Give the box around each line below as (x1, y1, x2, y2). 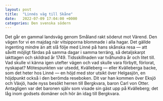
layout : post (5, 7, 32, 12)
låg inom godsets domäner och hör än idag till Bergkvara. (5, 91, 121, 97)
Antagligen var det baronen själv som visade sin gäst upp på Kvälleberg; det (5, 85, 159, 91)
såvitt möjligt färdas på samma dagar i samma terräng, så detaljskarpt (5, 50, 145, 55)
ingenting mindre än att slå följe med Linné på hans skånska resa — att (5, 44, 147, 50)
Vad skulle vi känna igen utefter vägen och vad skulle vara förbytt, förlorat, (5, 60, 155, 66)
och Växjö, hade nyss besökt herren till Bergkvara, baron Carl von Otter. (5, 81, 150, 86)
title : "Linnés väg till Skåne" (5, 12, 73, 17)
